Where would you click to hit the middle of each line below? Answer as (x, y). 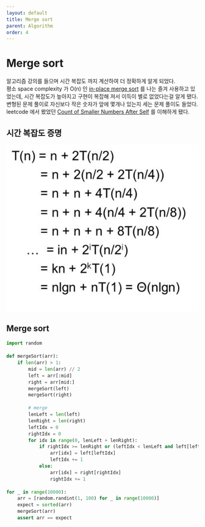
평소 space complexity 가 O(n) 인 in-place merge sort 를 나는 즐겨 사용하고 (98, 89)
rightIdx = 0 (45, 434)
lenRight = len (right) (57, 421)
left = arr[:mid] (50, 376)
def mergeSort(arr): (33, 356)
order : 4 (17, 32)
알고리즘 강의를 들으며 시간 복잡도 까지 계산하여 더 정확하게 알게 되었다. (91, 81)
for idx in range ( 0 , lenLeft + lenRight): (83, 440)
